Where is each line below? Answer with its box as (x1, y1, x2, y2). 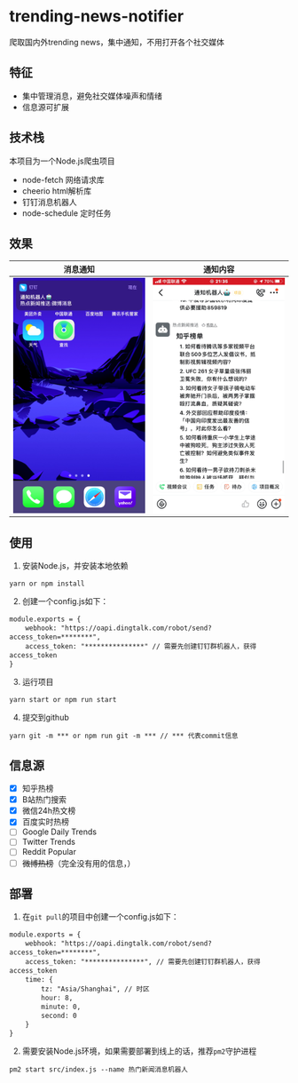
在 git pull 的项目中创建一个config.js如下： (21, 912, 179, 922)
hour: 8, (41, 993, 74, 1003)
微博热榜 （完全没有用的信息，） (21, 857, 136, 868)
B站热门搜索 (21, 794, 67, 805)
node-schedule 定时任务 (21, 207, 112, 219)
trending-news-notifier (9, 6, 184, 27)
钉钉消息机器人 (21, 196, 77, 207)
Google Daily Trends (21, 826, 98, 837)
